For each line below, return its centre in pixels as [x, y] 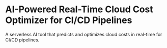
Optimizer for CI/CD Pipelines [69, 20]
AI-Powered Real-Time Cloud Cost [79, 9]
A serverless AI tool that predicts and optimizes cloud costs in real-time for [84, 34]
